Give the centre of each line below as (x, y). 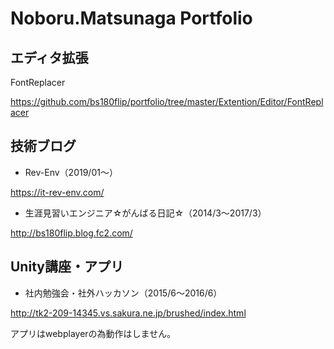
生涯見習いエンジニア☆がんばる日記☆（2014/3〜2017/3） (145, 213)
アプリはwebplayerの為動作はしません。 (93, 333)
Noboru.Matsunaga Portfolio (131, 18)
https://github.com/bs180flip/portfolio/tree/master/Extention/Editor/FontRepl (167, 101)
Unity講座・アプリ (67, 267)
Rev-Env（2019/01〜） (71, 172)
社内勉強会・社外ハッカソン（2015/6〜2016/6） (123, 293)
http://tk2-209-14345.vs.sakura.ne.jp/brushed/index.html (128, 313)
